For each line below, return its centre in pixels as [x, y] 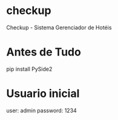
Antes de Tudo [44, 52]
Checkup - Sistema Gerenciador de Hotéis [59, 27]
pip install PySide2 [29, 69]
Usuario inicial [43, 94]
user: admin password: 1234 [41, 110]
